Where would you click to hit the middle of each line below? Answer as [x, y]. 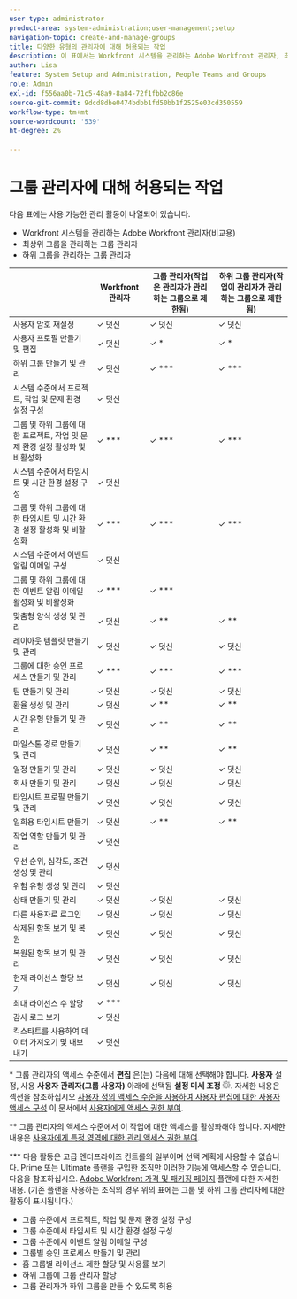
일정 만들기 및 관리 [45, 769]
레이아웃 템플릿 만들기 [51, 641]
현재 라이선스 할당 [44, 978]
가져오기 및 [49, 1042]
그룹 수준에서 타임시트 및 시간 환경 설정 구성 [98, 1230]
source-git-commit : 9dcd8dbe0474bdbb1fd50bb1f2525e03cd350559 [126, 103]
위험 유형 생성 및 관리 [49, 886]
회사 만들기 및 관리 [45, 783]
